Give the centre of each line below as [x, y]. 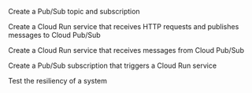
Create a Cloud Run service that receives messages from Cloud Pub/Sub [126, 50]
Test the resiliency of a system [58, 81]
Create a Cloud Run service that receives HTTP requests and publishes [124, 26]
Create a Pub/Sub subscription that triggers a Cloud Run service [113, 65]
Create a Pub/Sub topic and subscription [74, 11]
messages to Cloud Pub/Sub [54, 35]
